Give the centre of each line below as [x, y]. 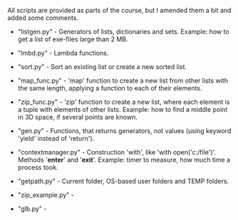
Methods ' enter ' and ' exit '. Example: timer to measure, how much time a [124, 160]
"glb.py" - [32, 209]
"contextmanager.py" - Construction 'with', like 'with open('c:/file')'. [117, 152]
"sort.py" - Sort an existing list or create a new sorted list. [102, 67]
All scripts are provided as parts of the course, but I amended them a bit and [119, 10]
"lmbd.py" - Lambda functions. [63, 53]
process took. [38, 167]
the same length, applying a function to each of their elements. [110, 88]
